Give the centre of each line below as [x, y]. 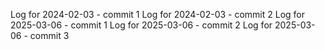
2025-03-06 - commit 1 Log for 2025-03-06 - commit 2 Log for [141, 25]
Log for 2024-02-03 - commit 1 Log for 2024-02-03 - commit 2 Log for [158, 14]
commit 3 [49, 35]
